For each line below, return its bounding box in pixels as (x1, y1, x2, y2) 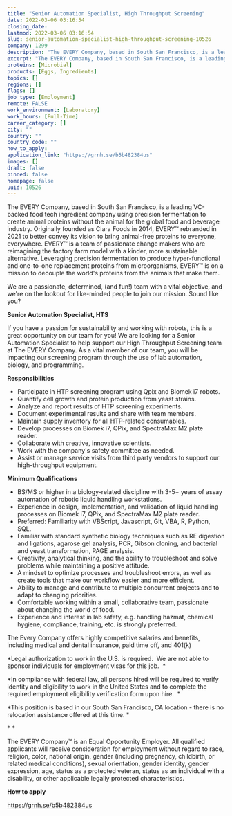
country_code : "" (7, 139, 57, 146)
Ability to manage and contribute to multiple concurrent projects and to (17, 583, 220, 592)
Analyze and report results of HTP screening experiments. (17, 402, 183, 410)
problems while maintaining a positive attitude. (17, 561, 150, 570)
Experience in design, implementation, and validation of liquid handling (17, 502, 219, 511)
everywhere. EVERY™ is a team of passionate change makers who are (7, 239, 206, 248)
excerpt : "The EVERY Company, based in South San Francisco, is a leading (7, 55, 227, 62)
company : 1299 (7, 42, 48, 49)
